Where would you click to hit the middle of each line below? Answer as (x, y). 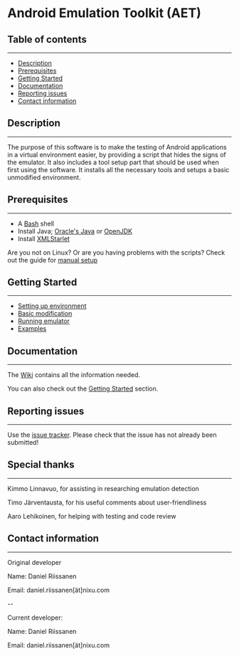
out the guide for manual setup (53, 260)
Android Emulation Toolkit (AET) (104, 13)
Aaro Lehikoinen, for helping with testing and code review (92, 516)
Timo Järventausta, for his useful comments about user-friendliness (107, 502)
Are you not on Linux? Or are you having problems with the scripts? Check (116, 252)
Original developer (34, 562)
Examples (32, 329)
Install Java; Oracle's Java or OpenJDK (75, 231)
